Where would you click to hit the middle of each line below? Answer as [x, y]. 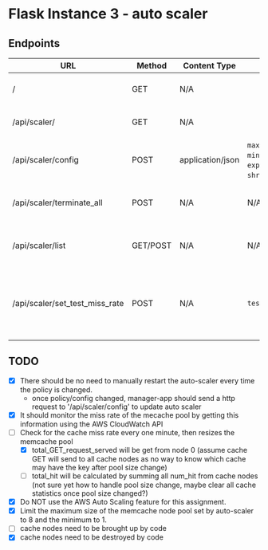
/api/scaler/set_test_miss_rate [68, 303]
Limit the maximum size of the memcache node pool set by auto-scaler [136, 511]
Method [152, 66]
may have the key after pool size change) [99, 468]
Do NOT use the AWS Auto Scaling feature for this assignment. [123, 502]
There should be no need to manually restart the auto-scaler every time [137, 380]
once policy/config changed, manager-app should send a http [133, 398]
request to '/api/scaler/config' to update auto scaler [116, 407]
